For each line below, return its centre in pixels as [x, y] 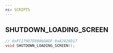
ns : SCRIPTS [18, 10]
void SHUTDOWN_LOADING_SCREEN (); [40, 46]
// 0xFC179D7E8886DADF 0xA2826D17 [41, 41]
